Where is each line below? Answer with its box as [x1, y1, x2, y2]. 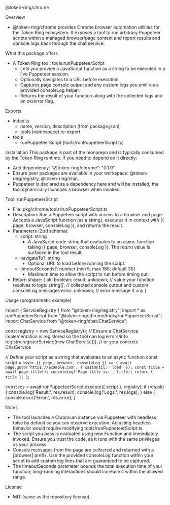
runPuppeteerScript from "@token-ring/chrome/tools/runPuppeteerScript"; [5, 313, 162, 318]
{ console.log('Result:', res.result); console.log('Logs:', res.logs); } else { [5, 389, 156, 395]
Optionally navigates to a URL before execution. [20, 77, 120, 82]
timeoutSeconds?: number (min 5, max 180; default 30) [20, 266, 135, 272]
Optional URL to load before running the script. [27, 260, 126, 266]
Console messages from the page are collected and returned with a [12, 447, 154, 453]
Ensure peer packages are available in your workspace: [12, 170, 129, 176]
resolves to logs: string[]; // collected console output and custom [12, 282, 149, 288]
